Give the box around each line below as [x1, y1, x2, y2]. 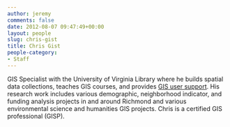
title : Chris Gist [7, 43, 61, 50]
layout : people [7, 29, 52, 37]
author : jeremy [7, 10, 52, 17]
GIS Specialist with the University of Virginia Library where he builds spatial [7, 75, 224, 83]
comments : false [7, 17, 54, 24]
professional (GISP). [7, 112, 65, 120]
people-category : [7, 50, 58, 57]
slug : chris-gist [7, 36, 58, 43]
